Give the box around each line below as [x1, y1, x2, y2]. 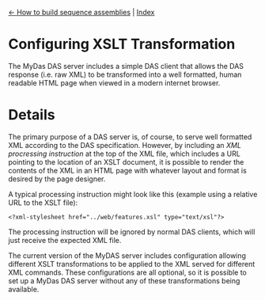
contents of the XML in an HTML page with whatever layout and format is [8, 165, 247, 175]
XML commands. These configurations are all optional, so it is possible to [8, 268, 247, 277]
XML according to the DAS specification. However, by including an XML [8, 140, 241, 150]
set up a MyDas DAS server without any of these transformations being [8, 275, 240, 285]
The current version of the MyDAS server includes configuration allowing [8, 250, 247, 260]
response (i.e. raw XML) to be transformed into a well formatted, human [8, 70, 242, 79]
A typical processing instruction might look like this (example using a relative [8, 189, 258, 199]
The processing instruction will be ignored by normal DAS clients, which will [8, 226, 256, 237]
